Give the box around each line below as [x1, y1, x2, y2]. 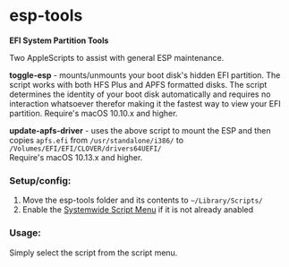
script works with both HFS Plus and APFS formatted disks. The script [9, 79, 268, 90]
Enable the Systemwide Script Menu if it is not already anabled [21, 204, 254, 215]
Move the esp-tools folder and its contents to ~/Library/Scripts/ [21, 194, 263, 206]
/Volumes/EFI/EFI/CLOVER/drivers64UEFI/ [9, 144, 163, 153]
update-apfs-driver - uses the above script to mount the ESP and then [9, 125, 271, 135]
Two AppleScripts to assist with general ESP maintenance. [9, 52, 225, 63]
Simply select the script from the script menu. [9, 247, 178, 258]
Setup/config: [9, 174, 72, 186]
